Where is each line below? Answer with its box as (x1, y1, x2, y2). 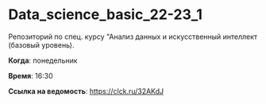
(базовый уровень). (8, 40, 75, 49)
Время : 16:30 (8, 71, 53, 80)
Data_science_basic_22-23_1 (8, 6, 202, 24)
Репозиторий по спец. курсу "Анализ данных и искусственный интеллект (8, 32, 258, 41)
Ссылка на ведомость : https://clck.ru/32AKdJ (8, 86, 164, 96)
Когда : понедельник (8, 56, 78, 65)
